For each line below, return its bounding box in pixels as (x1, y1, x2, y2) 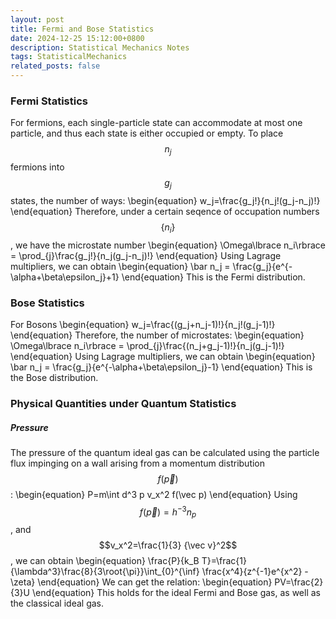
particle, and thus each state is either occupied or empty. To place (10, 127, 284, 140)
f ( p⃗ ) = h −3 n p (139, 504, 197, 520)
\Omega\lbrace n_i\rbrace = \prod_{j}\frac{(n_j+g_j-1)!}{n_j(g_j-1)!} (10, 339, 285, 351)
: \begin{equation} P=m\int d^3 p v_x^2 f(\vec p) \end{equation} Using (10, 488, 298, 500)
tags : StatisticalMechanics (10, 52, 128, 62)
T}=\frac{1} (201, 555, 247, 567)
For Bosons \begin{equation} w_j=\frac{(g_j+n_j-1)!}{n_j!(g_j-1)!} (10, 318, 276, 330)
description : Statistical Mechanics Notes (10, 42, 190, 53)
